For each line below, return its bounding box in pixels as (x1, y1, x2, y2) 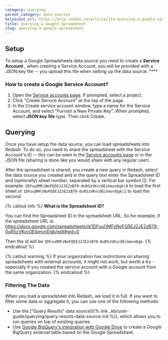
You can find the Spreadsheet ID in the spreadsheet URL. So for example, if (5, 213, 160, 219)
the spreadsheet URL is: (5, 218, 55, 224)
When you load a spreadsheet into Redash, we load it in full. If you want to (5, 293, 158, 299)
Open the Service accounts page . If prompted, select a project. (12, 92, 142, 98)
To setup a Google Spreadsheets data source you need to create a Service (5, 57, 160, 63)
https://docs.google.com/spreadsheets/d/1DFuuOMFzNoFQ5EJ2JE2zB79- (5, 223, 159, 229)
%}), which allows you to (109, 313, 161, 319)
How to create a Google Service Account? (5, 80, 108, 87)
